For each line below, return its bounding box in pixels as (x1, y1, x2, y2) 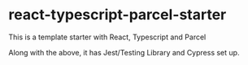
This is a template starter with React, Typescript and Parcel (8, 32, 207, 42)
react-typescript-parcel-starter (8, 6, 227, 24)
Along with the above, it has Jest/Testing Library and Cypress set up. (8, 47, 240, 57)
